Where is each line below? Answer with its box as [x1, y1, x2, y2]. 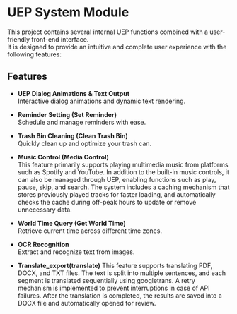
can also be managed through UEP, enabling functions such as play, [17, 175, 216, 183]
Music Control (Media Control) [17, 152, 110, 161]
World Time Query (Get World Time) [17, 219, 126, 227]
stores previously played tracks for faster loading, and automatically [17, 190, 216, 198]
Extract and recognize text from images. [17, 248, 135, 256]
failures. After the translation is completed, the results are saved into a [17, 291, 223, 300]
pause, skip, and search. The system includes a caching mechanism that [17, 183, 230, 191]
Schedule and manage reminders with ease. [17, 118, 146, 126]
